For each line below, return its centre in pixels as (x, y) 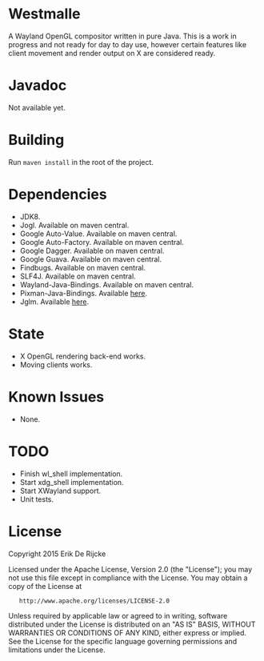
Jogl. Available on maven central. (74, 225)
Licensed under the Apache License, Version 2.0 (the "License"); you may (130, 569)
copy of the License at (45, 586)
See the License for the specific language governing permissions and (123, 641)
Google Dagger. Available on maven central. (92, 250)
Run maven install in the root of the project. (81, 162)
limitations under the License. (57, 650)
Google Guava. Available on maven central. (91, 259)
